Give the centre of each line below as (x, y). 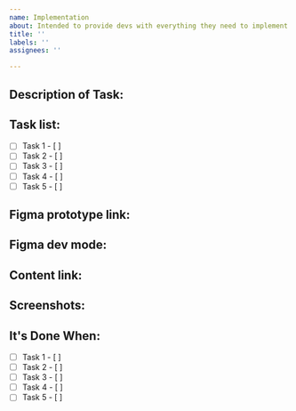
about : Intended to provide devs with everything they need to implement (149, 26)
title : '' (28, 34)
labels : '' (29, 42)
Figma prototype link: (70, 215)
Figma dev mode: (58, 245)
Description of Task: (67, 94)
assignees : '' (36, 51)
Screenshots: (48, 306)
